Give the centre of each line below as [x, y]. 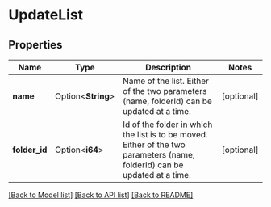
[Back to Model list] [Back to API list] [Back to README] [101, 195]
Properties [35, 45]
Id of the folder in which [167, 125]
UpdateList [46, 15]
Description [168, 68]
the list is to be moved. [165, 135]
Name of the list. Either [166, 81]
